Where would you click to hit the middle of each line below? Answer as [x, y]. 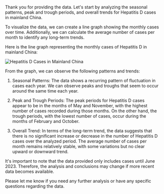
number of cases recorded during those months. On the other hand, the [84, 111]
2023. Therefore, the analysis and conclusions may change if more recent [80, 166]
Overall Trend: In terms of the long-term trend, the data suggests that [82, 131]
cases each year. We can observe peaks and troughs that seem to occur [85, 86]
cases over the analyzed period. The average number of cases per [79, 141]
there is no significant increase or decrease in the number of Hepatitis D [85, 136]
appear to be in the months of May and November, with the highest [80, 106]
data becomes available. [30, 171]
